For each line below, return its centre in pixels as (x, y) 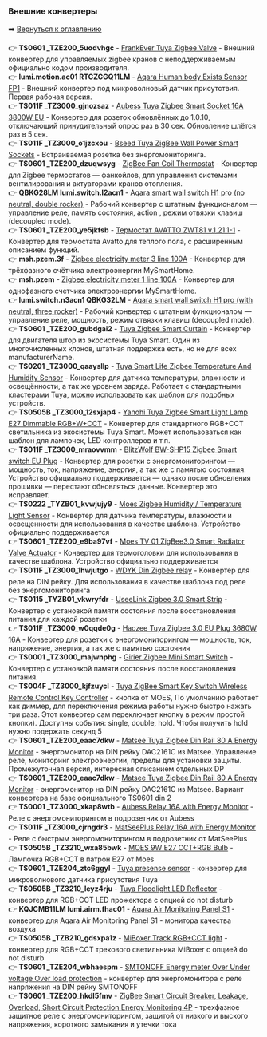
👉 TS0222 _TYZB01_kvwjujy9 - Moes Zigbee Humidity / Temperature (125, 504)
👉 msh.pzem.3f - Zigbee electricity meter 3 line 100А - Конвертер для (127, 259)
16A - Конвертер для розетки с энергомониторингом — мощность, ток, (130, 639)
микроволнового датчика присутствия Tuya (83, 880)
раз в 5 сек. (28, 134)
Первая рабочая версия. (51, 97)
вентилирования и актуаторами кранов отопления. (96, 184)
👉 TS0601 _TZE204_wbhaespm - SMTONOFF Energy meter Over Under (130, 967)
